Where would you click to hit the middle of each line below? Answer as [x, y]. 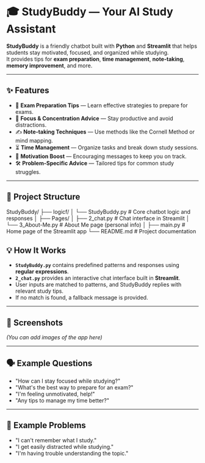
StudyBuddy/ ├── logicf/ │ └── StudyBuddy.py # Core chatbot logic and [99, 211]
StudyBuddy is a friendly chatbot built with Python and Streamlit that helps [102, 46]
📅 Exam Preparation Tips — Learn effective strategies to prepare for [101, 105]
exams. [24, 111]
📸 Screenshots [35, 322]
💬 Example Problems [46, 425]
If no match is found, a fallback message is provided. [81, 298]
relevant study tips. [39, 291]
